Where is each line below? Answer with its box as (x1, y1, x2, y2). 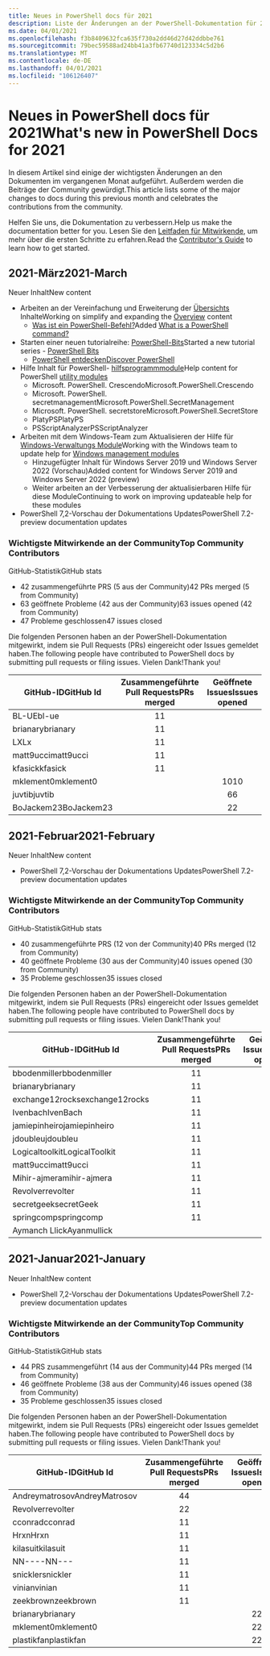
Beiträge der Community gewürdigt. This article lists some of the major (8, 185, 241, 194)
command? (31, 329, 70, 339)
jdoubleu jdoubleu (12, 1133, 79, 1144)
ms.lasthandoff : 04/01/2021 (8, 64, 103, 73)
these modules (31, 501, 82, 510)
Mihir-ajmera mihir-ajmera (12, 1172, 112, 1184)
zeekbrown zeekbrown (12, 1595, 96, 1606)
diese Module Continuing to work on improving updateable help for (31, 492, 252, 501)
